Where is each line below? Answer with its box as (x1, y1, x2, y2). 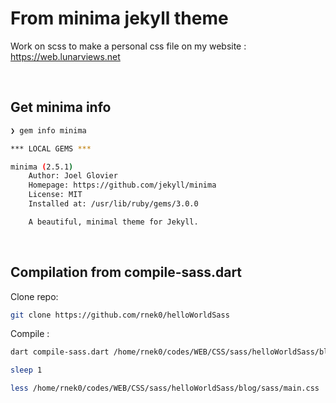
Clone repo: (10, 290, 59, 302)
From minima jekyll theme (10, 7, 229, 30)
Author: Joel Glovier (28, 171, 118, 181)
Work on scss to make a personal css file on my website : (10, 40, 247, 52)
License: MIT (28, 190, 83, 200)
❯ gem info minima (10, 125, 87, 136)
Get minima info (10, 99, 112, 116)
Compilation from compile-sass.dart (10, 264, 243, 281)
